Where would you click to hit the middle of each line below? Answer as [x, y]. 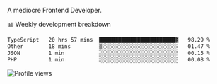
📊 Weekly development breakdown [59, 24]
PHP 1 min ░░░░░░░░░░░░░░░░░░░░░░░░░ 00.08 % [109, 59]
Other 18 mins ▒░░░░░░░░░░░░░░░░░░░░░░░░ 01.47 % [109, 46]
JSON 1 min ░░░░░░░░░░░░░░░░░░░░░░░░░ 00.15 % [109, 53]
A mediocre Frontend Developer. [55, 10]
